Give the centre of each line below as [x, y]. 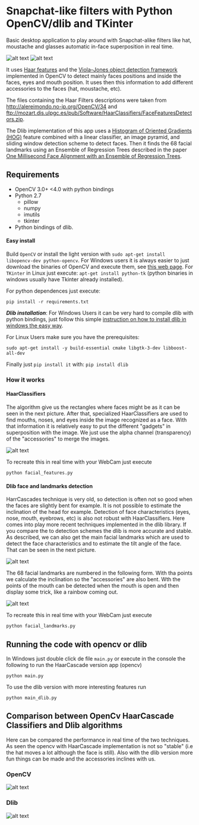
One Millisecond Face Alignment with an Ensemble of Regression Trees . [94, 156]
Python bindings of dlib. [44, 227]
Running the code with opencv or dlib [77, 644]
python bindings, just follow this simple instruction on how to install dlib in [96, 319]
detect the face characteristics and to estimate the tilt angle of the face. [94, 544]
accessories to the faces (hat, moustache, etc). [64, 88]
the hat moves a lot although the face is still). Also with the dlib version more [99, 752]
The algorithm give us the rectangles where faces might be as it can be [93, 407]
